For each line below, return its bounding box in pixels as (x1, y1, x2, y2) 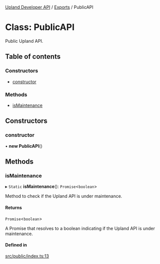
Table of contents (5, 52, 61, 61)
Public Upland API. (5, 38, 43, 44)
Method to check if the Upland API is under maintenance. (5, 193, 123, 199)
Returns (5, 204, 22, 210)
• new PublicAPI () (5, 143, 43, 149)
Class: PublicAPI (5, 22, 75, 33)
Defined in (5, 242, 27, 248)
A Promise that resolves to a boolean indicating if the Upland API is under (5, 225, 156, 231)
